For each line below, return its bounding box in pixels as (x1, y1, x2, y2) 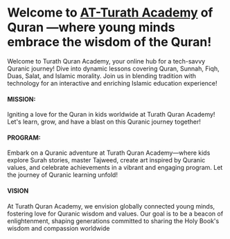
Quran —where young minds (7, 19, 175, 35)
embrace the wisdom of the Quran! (7, 35, 212, 50)
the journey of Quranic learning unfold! (7, 171, 118, 179)
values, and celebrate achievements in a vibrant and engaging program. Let (7, 164, 223, 172)
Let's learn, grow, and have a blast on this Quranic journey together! (7, 117, 201, 126)
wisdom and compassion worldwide (7, 224, 110, 232)
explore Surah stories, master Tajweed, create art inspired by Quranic (7, 156, 206, 164)
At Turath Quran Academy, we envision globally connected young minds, (7, 202, 215, 210)
